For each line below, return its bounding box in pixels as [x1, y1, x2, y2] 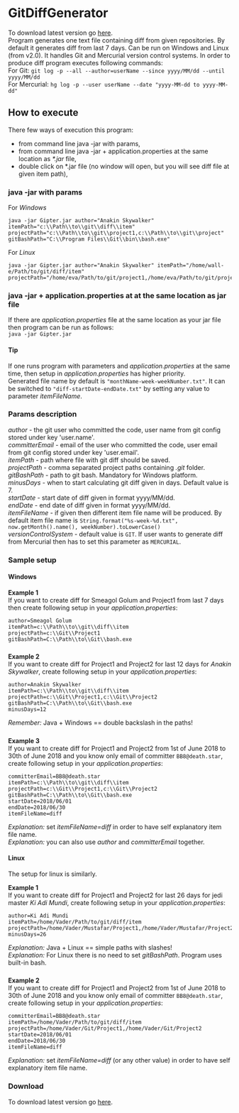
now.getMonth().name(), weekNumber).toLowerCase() [8, 523, 161, 530]
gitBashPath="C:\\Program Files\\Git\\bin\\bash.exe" [8, 236, 171, 243]
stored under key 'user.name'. [8, 433, 95, 442]
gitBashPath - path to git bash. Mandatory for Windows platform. [8, 471, 198, 479]
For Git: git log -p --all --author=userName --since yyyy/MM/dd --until [8, 66, 226, 75]
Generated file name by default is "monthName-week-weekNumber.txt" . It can [8, 376, 226, 385]
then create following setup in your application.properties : [8, 603, 178, 612]
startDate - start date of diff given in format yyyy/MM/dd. [8, 493, 176, 502]
